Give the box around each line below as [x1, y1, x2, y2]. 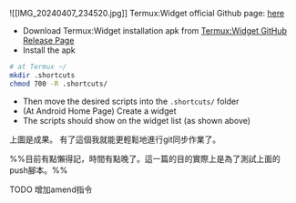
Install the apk [22, 45, 76, 56]
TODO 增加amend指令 [9, 184, 93, 195]
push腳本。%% [9, 164, 68, 176]
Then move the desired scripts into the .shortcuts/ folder [22, 96, 240, 107]
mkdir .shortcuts [9, 70, 76, 80]
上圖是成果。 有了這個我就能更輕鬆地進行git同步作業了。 [9, 134, 221, 145]
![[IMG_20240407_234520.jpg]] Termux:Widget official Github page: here [9, 8, 285, 18]
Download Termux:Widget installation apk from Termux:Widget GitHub [22, 25, 288, 36]
